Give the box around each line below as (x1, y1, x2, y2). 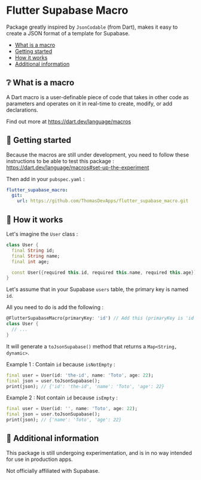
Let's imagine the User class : (6, 231, 78, 237)
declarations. (6, 106, 39, 114)
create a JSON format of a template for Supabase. (6, 29, 130, 36)
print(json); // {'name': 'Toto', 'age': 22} (6, 417, 121, 423)
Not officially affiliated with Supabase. (6, 467, 100, 474)
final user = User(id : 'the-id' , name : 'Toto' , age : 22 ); (6, 372, 154, 378)
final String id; (11, 247, 55, 253)
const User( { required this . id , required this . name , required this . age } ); (11, 270, 199, 276)
